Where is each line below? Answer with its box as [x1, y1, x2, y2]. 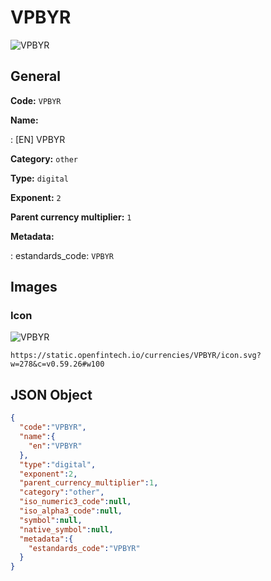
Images [10, 279, 58, 296]
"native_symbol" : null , [19, 524, 114, 535]
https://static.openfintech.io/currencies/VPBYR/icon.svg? [10, 351, 262, 361]
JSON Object [10, 386, 93, 403]
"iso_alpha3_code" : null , [19, 506, 123, 516]
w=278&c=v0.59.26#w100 [10, 359, 105, 370]
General [10, 68, 62, 85]
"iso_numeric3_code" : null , [19, 497, 132, 507]
